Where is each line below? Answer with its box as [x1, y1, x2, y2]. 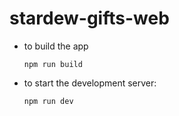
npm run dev [23, 96, 74, 106]
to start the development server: [23, 77, 157, 89]
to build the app [23, 40, 89, 52]
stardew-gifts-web [9, 7, 170, 30]
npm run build [23, 59, 83, 69]
